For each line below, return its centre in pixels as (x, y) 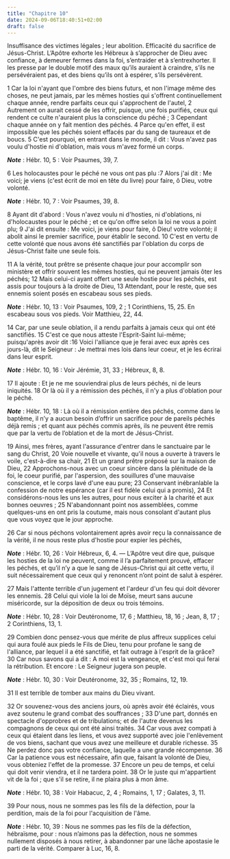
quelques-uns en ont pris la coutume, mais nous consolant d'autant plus (109, 512)
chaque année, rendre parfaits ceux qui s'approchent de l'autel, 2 (100, 103)
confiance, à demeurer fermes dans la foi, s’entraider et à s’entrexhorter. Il (112, 60)
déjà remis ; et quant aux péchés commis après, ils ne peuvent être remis (110, 426)
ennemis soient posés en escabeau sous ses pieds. (80, 293)
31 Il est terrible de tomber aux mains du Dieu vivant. (81, 693)
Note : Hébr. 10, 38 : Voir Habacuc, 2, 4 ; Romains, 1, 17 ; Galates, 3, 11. (106, 793)
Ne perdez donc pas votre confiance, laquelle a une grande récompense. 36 (115, 750)
